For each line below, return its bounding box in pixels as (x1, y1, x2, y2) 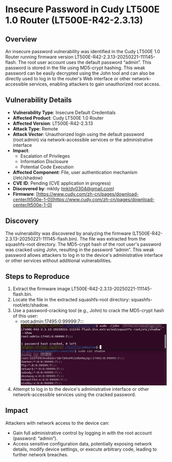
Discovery (5, 216, 39, 226)
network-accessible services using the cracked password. (12, 391, 137, 398)
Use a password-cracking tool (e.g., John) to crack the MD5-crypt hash (12, 307, 165, 314)
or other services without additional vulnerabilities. (5, 257, 112, 263)
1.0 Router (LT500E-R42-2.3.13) (5, 14, 143, 26)
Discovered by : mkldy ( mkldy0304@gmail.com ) (12, 185, 115, 191)
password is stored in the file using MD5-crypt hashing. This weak (5, 65, 145, 71)
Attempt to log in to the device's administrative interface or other (12, 386, 149, 392)
